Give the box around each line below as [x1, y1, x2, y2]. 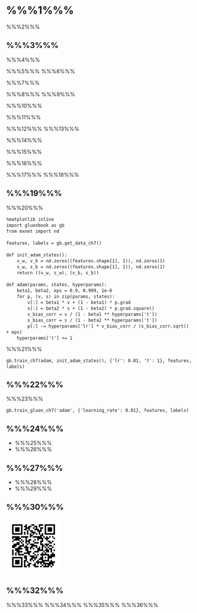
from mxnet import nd [6, 228, 60, 234]
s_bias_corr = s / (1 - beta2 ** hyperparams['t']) [27, 317, 158, 323]
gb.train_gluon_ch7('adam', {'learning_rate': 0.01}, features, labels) [6, 408, 189, 414]
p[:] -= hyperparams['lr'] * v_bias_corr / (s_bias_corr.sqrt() [27, 323, 189, 329]
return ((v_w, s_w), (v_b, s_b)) [17, 269, 99, 276]
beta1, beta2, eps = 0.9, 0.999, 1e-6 [17, 287, 112, 294]
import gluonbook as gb [6, 222, 65, 228]
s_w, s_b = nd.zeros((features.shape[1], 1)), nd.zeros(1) [17, 263, 166, 270]
